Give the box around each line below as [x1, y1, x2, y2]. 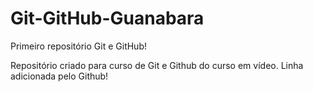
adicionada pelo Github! [10, 70, 109, 82]
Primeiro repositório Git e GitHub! [10, 40, 147, 52]
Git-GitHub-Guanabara [10, 7, 205, 30]
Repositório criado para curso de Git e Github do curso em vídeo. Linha [10, 59, 304, 71]
